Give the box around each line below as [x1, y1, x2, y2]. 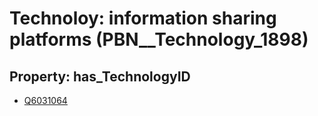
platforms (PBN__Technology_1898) [9, 28, 309, 51]
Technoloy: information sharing [9, 7, 277, 30]
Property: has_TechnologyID [9, 68, 191, 85]
